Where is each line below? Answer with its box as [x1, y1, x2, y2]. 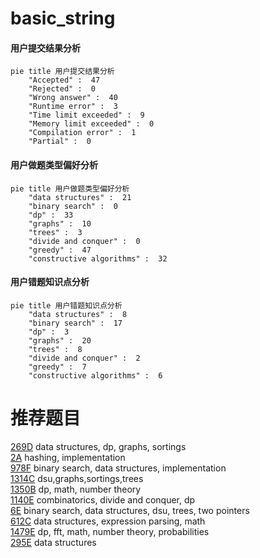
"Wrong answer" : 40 [28, 93, 118, 103]
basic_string [10, 7, 116, 30]
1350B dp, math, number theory [10, 483, 142, 495]
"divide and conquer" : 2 [28, 353, 141, 363]
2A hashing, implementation [10, 451, 126, 463]
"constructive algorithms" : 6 [28, 370, 163, 381]
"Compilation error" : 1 [28, 128, 137, 138]
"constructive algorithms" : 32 [28, 253, 168, 264]
